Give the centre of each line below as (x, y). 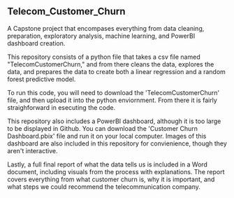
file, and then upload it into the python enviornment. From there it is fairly (112, 100)
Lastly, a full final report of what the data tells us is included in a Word (108, 164)
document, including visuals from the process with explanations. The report (116, 171)
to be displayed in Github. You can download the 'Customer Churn (102, 128)
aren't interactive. (32, 150)
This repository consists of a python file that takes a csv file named (104, 57)
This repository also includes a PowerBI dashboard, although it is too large (114, 121)
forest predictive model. (42, 79)
